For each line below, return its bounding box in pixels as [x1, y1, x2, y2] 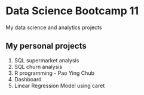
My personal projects [5, 41, 87, 51]
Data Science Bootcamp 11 [5, 4, 139, 18]
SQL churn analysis [14, 63, 63, 70]
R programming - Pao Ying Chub [14, 69, 95, 77]
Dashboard [14, 75, 42, 83]
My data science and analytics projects [5, 24, 102, 31]
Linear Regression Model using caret [14, 82, 105, 89]
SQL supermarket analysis [14, 56, 79, 64]
